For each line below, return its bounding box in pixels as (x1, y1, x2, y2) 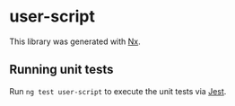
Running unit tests (9, 62, 114, 77)
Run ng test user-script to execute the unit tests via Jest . (9, 85, 227, 96)
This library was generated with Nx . (9, 36, 141, 47)
